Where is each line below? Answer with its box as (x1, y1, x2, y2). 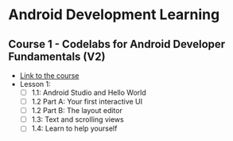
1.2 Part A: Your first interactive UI (31, 97, 143, 107)
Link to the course (19, 71, 80, 80)
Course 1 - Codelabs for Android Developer (8, 37, 226, 51)
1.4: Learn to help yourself (31, 123, 118, 133)
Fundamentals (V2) (8, 49, 106, 63)
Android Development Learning (8, 6, 220, 24)
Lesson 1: (19, 80, 51, 88)
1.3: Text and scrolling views (31, 115, 125, 124)
